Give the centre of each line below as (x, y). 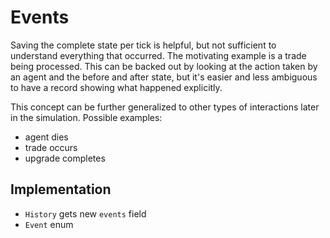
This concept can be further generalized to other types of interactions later (165, 107)
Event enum (49, 224)
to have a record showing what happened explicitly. (116, 87)
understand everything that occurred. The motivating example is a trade (158, 55)
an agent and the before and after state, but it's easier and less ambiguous (164, 77)
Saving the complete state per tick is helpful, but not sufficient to (143, 45)
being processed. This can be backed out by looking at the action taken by (164, 66)
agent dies (46, 137)
